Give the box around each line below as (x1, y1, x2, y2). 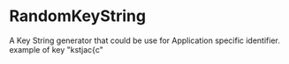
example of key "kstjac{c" (9, 44, 103, 54)
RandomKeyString (9, 6, 147, 26)
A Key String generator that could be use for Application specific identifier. (9, 35, 280, 46)
